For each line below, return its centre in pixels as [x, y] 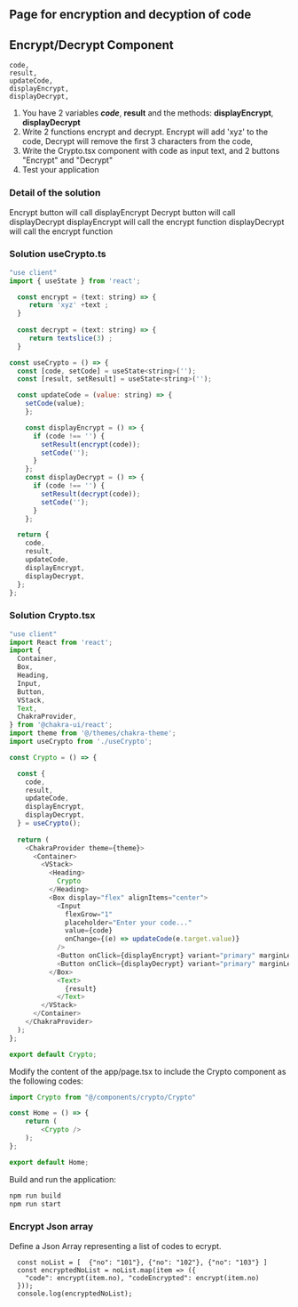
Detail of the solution [55, 193]
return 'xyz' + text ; [69, 305]
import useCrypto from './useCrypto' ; [81, 742]
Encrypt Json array [51, 1227]
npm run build [35, 1196]
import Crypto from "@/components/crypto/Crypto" [103, 1097]
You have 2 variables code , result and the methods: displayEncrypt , [148, 113]
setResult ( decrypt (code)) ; [91, 494]
